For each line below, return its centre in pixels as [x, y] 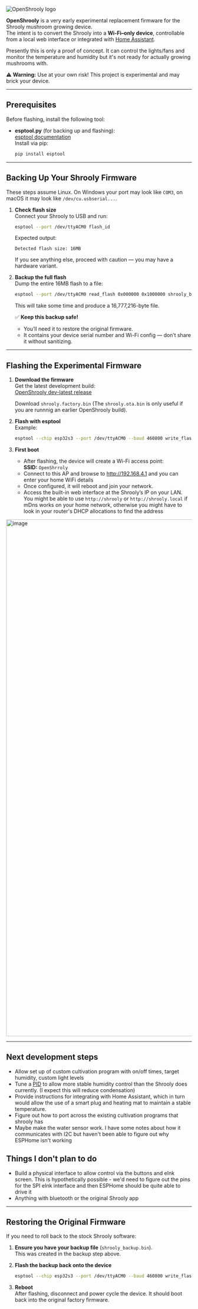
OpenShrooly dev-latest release [53, 393]
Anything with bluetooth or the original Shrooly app [77, 1198]
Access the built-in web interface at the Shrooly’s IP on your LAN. [103, 492]
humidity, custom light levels [49, 1077]
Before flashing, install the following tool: [55, 119]
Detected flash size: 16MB [48, 249]
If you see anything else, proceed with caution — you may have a [94, 260]
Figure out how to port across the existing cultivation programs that [96, 1115]
